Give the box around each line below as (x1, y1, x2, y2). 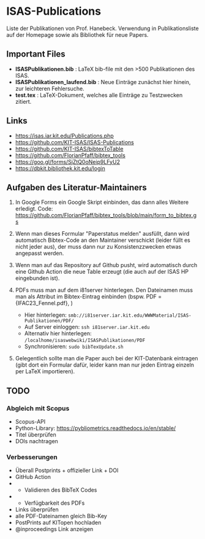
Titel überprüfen (15, 431, 56, 438)
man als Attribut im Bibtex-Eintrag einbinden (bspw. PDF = (15, 293, 162, 300)
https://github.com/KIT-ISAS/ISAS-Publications (15, 138, 135, 145)
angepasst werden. (15, 250, 64, 257)
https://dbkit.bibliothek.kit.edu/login (15, 165, 105, 172)
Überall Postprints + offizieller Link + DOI (15, 467, 119, 474)
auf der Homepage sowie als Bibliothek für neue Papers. (6, 31, 149, 38)
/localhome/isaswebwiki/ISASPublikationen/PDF (24, 338, 146, 344)
